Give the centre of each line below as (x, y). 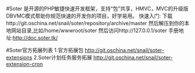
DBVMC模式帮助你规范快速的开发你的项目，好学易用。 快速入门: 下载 (89, 16)
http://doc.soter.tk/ (35, 38)
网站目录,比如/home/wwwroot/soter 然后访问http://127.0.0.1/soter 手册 (95, 30)
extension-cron (25, 64)
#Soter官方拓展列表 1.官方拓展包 (45, 50)
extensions (19, 58)
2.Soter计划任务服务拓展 (63, 58)
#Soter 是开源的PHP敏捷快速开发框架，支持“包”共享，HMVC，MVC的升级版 (97, 8)
